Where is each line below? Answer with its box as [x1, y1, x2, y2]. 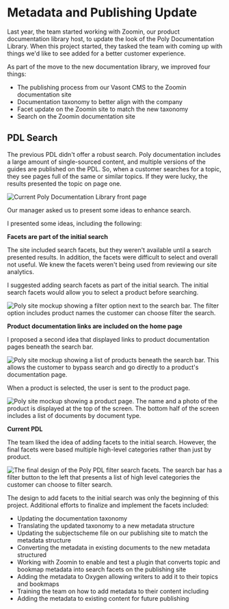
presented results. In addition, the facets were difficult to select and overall [7, 253, 218, 261]
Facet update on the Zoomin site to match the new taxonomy [16, 105, 189, 113]
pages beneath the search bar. [7, 343, 94, 351]
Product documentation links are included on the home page [7, 322, 183, 330]
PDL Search [7, 132, 58, 144]
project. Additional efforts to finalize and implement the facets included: [7, 501, 209, 509]
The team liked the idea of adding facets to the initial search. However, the [7, 438, 217, 446]
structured [16, 550, 46, 559]
